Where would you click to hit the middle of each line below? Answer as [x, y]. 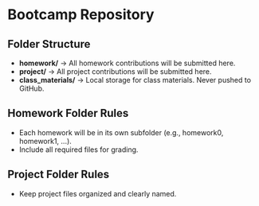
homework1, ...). [45, 141]
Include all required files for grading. [78, 150]
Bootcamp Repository [81, 15]
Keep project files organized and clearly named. [98, 193]
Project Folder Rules [59, 175]
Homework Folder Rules [68, 113]
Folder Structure [49, 44]
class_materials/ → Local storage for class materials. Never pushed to [135, 80]
